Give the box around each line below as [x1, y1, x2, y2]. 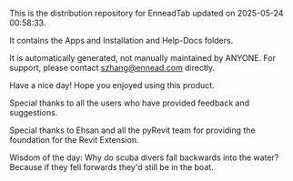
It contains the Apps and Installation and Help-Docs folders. [9, 35, 234, 45]
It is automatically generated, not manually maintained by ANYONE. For [9, 53, 276, 63]
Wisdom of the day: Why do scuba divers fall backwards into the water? [9, 152, 279, 163]
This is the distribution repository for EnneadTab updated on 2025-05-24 [9, 8, 284, 18]
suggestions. [9, 107, 58, 117]
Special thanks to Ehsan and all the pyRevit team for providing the [9, 125, 257, 136]
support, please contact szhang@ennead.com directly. [9, 63, 216, 73]
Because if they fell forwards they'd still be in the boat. [9, 162, 214, 172]
